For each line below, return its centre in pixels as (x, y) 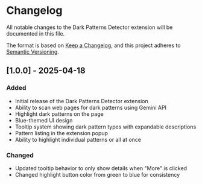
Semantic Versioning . (33, 51)
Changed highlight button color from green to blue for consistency (97, 174)
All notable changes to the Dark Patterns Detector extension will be (90, 27)
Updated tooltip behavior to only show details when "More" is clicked (101, 168)
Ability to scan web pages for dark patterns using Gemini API (91, 107)
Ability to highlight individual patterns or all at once (78, 139)
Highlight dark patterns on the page (59, 114)
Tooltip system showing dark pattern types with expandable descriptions (106, 127)
